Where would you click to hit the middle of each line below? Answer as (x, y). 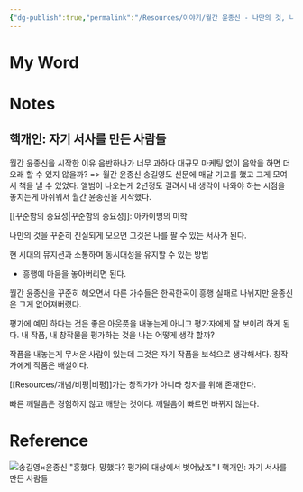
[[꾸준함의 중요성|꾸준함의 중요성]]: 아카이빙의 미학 (98, 216)
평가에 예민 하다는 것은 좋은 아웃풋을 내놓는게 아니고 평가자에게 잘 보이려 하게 (145, 323)
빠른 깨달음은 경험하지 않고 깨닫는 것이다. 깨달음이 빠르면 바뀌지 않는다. (134, 403)
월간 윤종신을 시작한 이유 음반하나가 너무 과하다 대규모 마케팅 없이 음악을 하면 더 (150, 163)
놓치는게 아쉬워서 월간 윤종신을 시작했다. (80, 196)
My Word (44, 62)
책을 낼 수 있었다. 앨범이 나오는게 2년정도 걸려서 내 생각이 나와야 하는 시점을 (152, 185)
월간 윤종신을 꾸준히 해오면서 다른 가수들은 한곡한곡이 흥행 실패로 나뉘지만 (139, 293)
